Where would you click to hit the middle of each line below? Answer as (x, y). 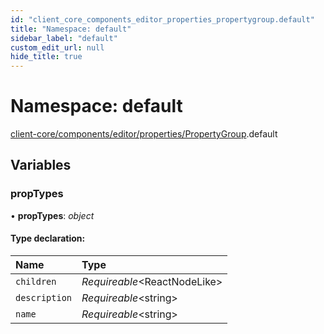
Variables (41, 165)
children (36, 281)
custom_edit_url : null (57, 47)
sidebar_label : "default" (64, 38)
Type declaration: (48, 238)
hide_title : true (46, 57)
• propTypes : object (52, 215)
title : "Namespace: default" (71, 29)
